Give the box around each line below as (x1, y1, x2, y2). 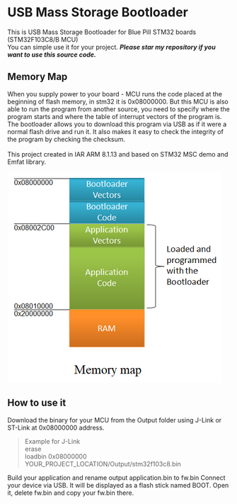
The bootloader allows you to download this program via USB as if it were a (7, 120, 227, 128)
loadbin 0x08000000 (24, 452, 87, 461)
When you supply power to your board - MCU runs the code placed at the (7, 89, 223, 98)
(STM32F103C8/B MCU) (7, 35, 79, 43)
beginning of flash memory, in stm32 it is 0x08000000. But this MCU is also (7, 97, 229, 106)
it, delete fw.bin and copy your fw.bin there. (7, 488, 134, 497)
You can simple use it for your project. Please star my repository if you (7, 43, 216, 51)
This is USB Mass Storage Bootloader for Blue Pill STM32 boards (7, 28, 197, 36)
